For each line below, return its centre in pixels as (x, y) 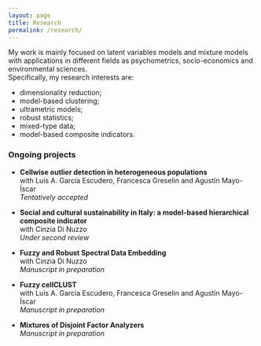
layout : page (29, 15)
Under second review (54, 237)
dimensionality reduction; (61, 93)
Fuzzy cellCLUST (48, 285)
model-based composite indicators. (77, 134)
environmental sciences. (48, 69)
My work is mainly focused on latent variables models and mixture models (129, 53)
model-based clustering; (59, 101)
